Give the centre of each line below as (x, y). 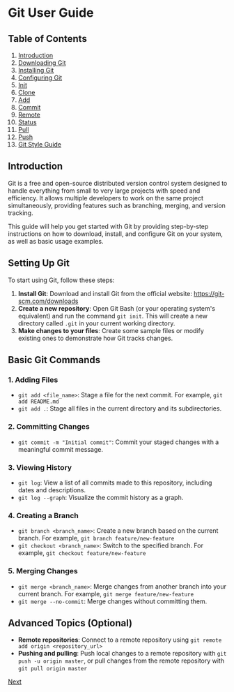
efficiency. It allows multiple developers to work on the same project (106, 198)
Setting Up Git (39, 263)
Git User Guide (51, 13)
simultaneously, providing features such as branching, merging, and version (117, 205)
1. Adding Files (33, 380)
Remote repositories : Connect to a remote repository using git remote (120, 640)
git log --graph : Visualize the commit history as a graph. (101, 497)
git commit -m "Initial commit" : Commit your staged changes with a (118, 442)
